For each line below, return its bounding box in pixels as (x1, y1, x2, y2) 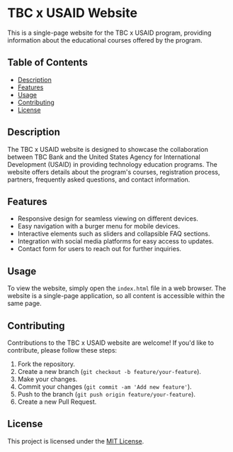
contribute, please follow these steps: (7, 346, 118, 354)
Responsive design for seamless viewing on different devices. (17, 214, 198, 223)
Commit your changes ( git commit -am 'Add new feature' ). (17, 382, 193, 391)
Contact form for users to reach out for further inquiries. (17, 245, 182, 253)
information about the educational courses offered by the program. (7, 35, 203, 44)
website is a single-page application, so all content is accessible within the (7, 292, 225, 300)
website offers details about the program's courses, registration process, (7, 167, 220, 176)
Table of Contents (7, 57, 89, 69)
